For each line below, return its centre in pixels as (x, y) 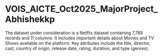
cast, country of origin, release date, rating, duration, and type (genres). (77, 48)
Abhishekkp (30, 19)
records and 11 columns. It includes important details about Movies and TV (80, 38)
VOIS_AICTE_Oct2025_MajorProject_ (81, 9)
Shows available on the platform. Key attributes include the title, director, (78, 43)
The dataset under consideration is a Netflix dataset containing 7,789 (74, 33)
